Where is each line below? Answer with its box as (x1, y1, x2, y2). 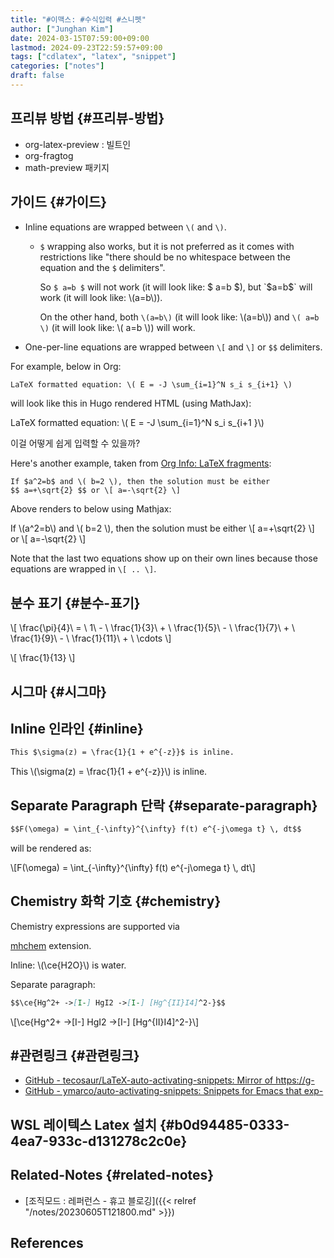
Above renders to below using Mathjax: (10, 503, 172, 515)
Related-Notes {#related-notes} (10, 1167, 215, 1184)
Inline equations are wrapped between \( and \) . (24, 221, 227, 233)
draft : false (10, 71, 65, 81)
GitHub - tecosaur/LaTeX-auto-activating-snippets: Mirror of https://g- (24, 1074, 315, 1086)
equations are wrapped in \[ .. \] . (10, 563, 157, 575)
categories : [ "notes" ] (10, 61, 105, 71)
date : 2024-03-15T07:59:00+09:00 (10, 33, 150, 43)
